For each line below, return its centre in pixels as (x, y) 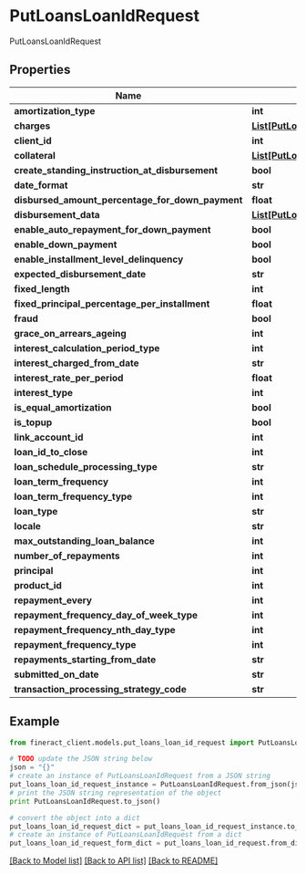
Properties (40, 70)
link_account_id (49, 437)
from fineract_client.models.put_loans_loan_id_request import (132, 743)
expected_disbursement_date (80, 274)
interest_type (44, 392)
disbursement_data (57, 214)
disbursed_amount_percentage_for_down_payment (128, 200)
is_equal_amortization (63, 407)
